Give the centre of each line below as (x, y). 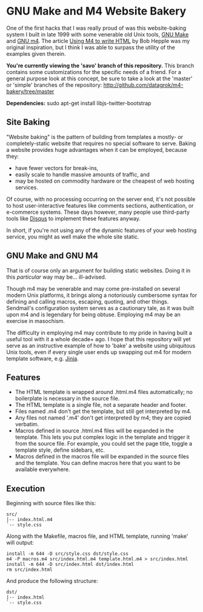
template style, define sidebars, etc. (60, 450)
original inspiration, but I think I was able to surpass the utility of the (91, 47)
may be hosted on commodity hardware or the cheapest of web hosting (105, 181)
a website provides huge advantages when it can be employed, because (97, 149)
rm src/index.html (29, 570)
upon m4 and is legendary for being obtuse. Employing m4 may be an (93, 314)
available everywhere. (42, 469)
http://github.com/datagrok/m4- (143, 85)
